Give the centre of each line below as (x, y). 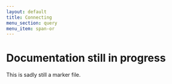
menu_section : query (32, 23)
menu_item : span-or (31, 28)
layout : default (26, 12)
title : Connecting (29, 17)
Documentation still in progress (86, 58)
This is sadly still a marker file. (43, 75)
